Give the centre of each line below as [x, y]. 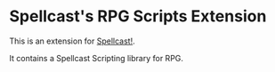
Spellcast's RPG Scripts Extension [138, 16]
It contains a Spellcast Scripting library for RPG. [97, 58]
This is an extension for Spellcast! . [72, 41]
